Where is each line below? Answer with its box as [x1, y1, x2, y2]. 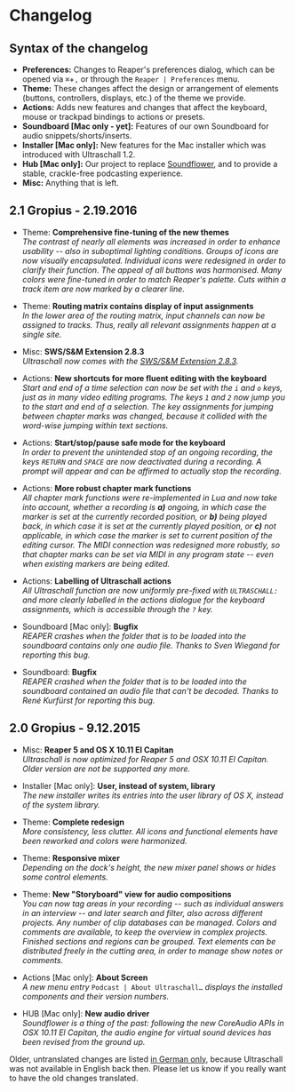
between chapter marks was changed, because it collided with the [21, 410, 267, 421]
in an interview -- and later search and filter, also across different [21, 907, 264, 918]
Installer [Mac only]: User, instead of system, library [21, 780, 216, 791]
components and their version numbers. [21, 991, 170, 1001]
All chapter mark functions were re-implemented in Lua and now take [21, 492, 278, 503]
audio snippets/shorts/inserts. [21, 131, 132, 140]
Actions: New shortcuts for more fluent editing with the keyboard [21, 372, 267, 383]
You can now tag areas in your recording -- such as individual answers [21, 898, 284, 909]
